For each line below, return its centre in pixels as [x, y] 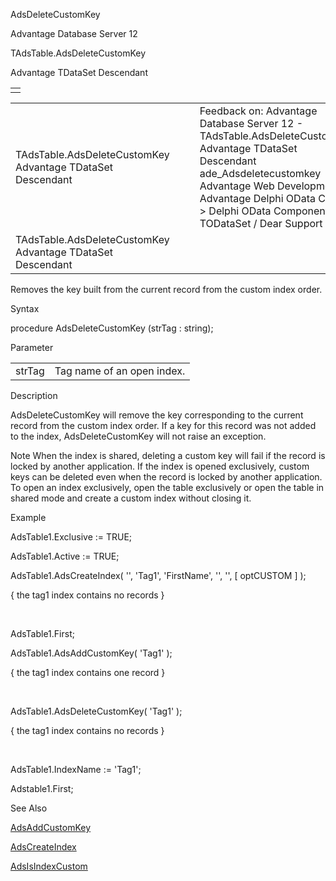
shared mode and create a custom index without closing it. [131, 498]
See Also [29, 808]
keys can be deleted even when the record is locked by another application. [166, 477]
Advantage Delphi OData [257, 198]
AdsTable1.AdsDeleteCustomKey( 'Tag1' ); [96, 711]
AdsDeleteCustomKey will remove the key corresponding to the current [157, 415]
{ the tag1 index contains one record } [88, 672]
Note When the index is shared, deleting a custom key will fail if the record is [168, 455]
